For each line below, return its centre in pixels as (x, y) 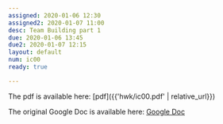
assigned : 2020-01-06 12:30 (55, 15)
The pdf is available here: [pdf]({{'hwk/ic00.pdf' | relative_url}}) (112, 96)
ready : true (28, 67)
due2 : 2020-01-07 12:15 (48, 45)
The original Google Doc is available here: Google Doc (96, 111)
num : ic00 (25, 60)
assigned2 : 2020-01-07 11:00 (56, 23)
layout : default (35, 52)
